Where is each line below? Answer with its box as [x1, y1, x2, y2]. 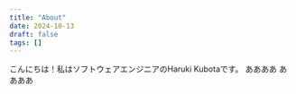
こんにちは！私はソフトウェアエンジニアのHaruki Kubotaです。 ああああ [9, 64, 278, 74]
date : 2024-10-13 [9, 21, 75, 30]
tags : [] [9, 38, 42, 47]
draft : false [9, 30, 59, 38]
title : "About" [9, 13, 67, 22]
